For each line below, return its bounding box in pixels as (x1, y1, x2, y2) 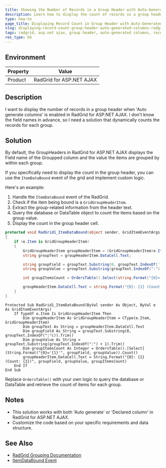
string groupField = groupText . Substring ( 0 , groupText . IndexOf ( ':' (23, 262, 165, 267)
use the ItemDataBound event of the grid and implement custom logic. (5, 175, 145, 181)
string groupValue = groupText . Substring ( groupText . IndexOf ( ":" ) (23, 266, 161, 271)
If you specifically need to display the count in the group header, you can (5, 169, 154, 176)
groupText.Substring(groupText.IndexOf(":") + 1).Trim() (5, 341, 125, 347)
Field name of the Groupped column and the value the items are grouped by (5, 155, 160, 161)
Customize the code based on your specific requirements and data (12, 419, 149, 425)
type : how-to (5, 16, 32, 21)
